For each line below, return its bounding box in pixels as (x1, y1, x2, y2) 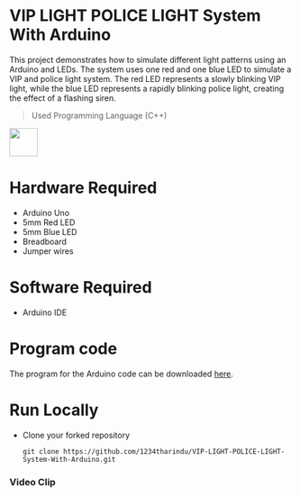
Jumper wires (22, 245, 74, 257)
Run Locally (9, 400, 99, 420)
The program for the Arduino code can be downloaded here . (9, 368, 234, 379)
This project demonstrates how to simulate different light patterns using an (9, 54, 286, 65)
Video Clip (9, 475, 56, 488)
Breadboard (22, 236, 68, 247)
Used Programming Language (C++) (31, 110, 168, 121)
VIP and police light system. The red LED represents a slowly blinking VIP (9, 73, 281, 84)
